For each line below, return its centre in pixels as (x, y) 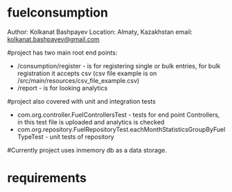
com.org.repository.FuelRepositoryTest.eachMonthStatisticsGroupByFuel (121, 129)
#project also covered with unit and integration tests (81, 101)
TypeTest (30, 137)
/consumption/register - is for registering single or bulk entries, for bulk (119, 66)
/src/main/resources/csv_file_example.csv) (78, 80)
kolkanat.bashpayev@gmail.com (54, 39)
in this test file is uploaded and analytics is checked (91, 122)
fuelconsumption (58, 13)
